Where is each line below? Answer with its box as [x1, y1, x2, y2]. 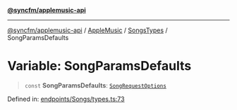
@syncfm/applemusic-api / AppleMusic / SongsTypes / [7, 26, 168, 34]
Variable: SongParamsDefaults [7, 58, 192, 74]
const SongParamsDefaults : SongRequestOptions [24, 81, 167, 90]
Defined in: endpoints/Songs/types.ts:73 [7, 95, 125, 103]
